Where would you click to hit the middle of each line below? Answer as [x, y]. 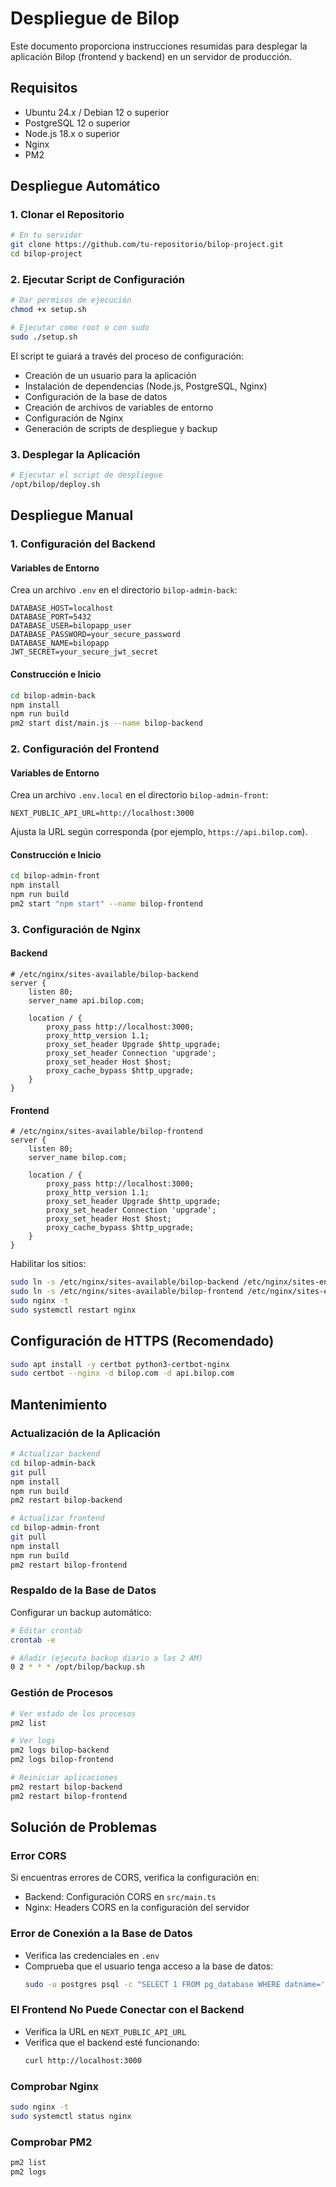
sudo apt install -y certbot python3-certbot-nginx [120, 1364]
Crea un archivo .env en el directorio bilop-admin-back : [124, 590]
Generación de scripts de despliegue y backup [121, 428]
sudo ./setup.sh [44, 337]
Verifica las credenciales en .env [92, 1955]
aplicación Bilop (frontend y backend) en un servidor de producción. [151, 56]
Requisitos [44, 88]
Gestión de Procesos [62, 1693]
